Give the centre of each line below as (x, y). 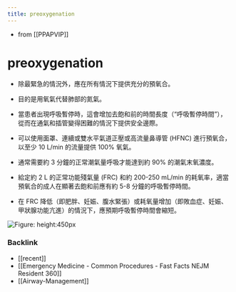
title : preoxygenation (41, 14)
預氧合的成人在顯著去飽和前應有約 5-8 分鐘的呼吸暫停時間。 (106, 186)
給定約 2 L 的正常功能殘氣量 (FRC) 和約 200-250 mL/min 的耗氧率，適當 (123, 177)
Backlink (22, 243)
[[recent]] (32, 258)
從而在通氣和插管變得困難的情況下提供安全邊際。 (89, 122)
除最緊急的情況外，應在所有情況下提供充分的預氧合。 (96, 83)
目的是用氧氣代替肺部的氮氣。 (61, 99)
